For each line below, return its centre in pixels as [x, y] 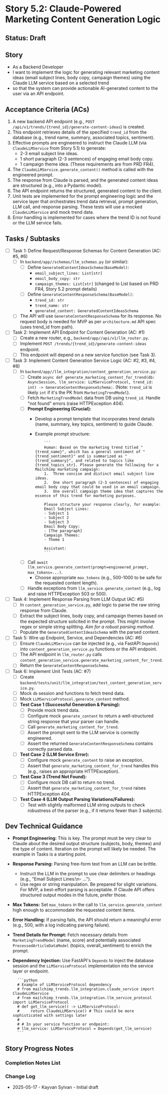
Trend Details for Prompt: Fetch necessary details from [70, 935]
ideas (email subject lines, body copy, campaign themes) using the [81, 78]
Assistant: [55, 548]
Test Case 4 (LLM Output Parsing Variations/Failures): [77, 799]
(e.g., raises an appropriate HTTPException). [73, 771]
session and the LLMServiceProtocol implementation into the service [83, 966]
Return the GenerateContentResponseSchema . [64, 665]
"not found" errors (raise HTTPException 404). [76, 403]
